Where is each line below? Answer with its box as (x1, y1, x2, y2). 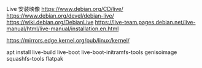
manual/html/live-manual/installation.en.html (6, 25, 119, 32)
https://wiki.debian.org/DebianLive (6, 19, 94, 25)
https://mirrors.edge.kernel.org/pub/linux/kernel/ (6, 37, 130, 44)
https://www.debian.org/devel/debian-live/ (6, 12, 115, 19)
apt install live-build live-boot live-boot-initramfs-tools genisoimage (6, 49, 177, 56)
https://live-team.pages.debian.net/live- (95, 19, 196, 25)
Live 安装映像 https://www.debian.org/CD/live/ (6, 5, 124, 12)
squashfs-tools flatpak (6, 55, 63, 62)
